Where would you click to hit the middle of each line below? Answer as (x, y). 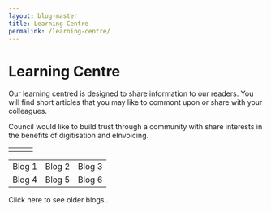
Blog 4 (25, 180)
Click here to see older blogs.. (58, 200)
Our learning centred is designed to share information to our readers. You (131, 93)
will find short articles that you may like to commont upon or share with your (135, 102)
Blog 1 (25, 167)
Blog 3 (90, 167)
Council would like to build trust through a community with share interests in (135, 127)
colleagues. (28, 111)
